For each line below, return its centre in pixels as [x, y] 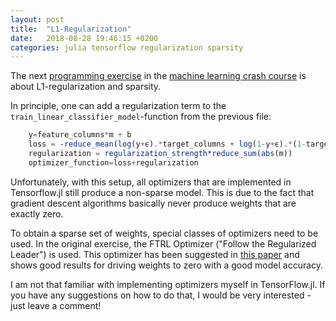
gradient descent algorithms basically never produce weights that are [153, 203]
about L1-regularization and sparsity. [86, 87]
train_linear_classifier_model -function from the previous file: [141, 117]
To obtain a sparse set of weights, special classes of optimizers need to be [164, 233]
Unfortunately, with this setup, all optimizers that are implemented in [151, 182]
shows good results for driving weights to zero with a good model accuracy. [167, 265]
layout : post [37, 19]
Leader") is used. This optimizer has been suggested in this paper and [155, 254]
